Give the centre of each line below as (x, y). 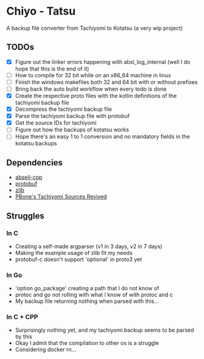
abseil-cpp (29, 177)
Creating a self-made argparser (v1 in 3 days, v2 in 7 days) (89, 246)
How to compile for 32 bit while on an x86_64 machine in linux (93, 75)
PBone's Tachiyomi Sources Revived (61, 197)
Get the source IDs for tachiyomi (56, 123)
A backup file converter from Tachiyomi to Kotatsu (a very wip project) (95, 28)
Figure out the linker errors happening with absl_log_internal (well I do (103, 61)
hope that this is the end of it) (52, 69)
